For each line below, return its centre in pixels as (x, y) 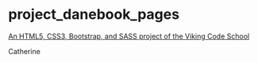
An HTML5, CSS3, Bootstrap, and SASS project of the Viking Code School (129, 36)
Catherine (25, 51)
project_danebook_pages (94, 15)
